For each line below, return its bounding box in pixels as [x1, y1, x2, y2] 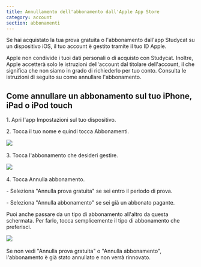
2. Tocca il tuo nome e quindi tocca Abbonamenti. [6, 128, 130, 135]
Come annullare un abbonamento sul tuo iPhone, [6, 91, 192, 101]
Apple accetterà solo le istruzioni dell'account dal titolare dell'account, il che [6, 61, 195, 68]
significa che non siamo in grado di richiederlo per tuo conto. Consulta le [6, 67, 187, 74]
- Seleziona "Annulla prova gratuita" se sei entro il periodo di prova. [6, 187, 173, 195]
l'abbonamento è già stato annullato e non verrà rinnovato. [6, 254, 151, 261]
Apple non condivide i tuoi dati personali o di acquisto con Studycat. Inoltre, [6, 55, 194, 62]
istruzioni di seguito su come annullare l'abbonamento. [6, 73, 142, 81]
